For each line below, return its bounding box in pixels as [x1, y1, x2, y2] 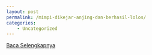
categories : [6, 20, 36, 26]
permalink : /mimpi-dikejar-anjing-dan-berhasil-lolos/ [6, 14, 147, 20]
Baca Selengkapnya [6, 42, 56, 49]
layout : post [6, 8, 39, 15]
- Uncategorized [17, 25, 58, 32]
